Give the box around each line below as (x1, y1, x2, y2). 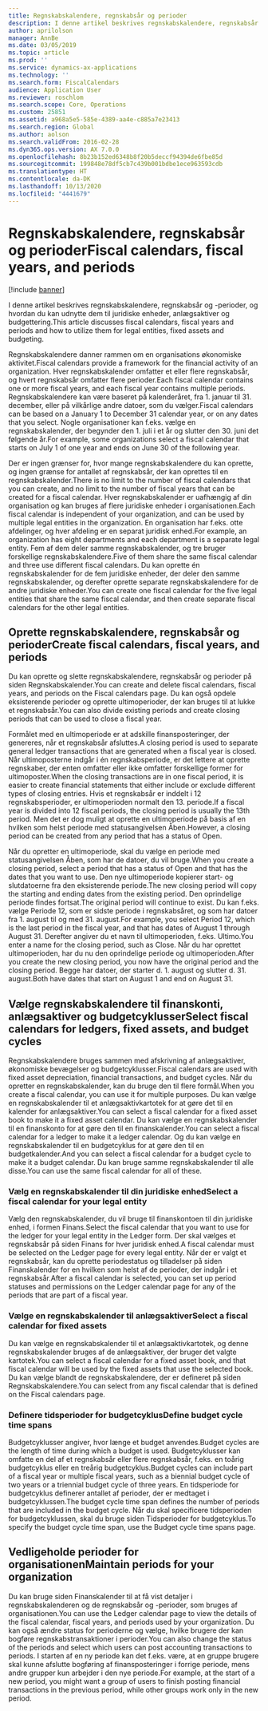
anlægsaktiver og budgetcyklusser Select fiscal (8, 1009, 249, 1023)
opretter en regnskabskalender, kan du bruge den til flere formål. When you (8, 1081, 254, 1091)
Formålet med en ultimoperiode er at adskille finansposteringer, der (8, 730, 230, 739)
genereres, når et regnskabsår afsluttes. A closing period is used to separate (8, 738, 258, 747)
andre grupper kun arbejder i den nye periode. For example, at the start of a (8, 1668, 255, 1677)
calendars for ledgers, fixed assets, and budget (8, 1022, 249, 1036)
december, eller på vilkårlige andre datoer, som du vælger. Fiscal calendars (8, 400, 254, 410)
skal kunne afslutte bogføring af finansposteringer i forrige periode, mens (8, 1659, 250, 1669)
